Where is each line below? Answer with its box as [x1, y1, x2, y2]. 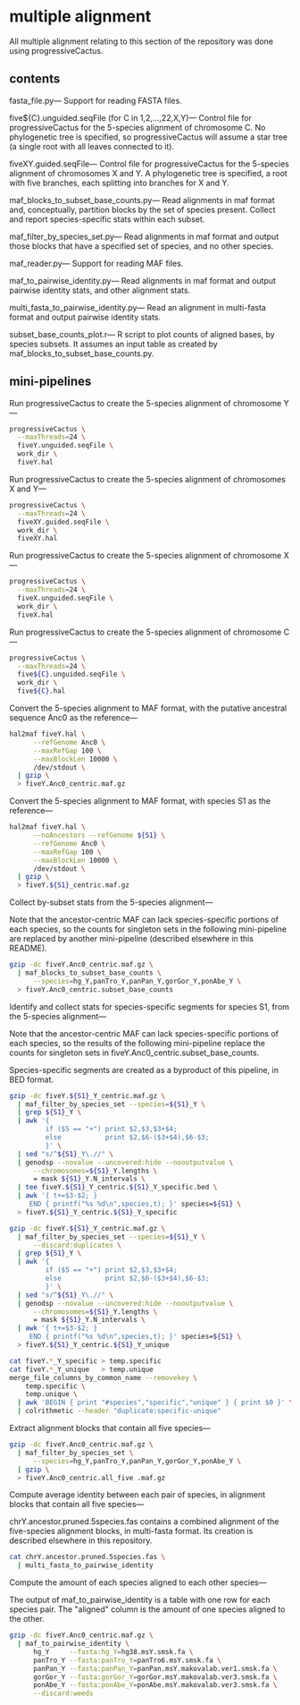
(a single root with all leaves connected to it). [9, 141, 175, 151]
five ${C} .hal [17, 686, 66, 695]
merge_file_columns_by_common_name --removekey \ [9, 1373, 198, 1382]
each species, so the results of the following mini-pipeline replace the [9, 1037, 266, 1048]
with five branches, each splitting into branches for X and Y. [9, 177, 229, 188]
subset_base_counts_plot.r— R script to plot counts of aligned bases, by [9, 328, 275, 339]
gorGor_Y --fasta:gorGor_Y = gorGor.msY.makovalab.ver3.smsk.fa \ [32, 1672, 278, 1682]
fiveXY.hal [17, 534, 58, 543]
